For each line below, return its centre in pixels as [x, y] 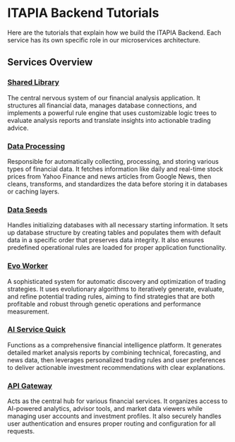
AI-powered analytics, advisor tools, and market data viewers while [105, 409]
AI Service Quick [36, 330]
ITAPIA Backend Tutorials [83, 13]
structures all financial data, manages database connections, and [102, 105]
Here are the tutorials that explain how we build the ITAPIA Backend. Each [114, 32]
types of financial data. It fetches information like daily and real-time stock [115, 169]
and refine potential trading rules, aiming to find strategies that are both [111, 296]
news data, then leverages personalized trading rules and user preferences [116, 360]
